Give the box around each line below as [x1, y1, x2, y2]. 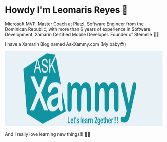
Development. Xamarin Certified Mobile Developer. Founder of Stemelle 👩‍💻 [5, 31, 159, 37]
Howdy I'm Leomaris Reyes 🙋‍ [5, 4, 128, 16]
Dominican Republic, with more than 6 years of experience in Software [5, 26, 151, 32]
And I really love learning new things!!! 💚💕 [5, 131, 91, 137]
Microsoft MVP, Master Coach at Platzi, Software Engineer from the [5, 21, 144, 27]
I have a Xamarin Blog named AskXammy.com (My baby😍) [5, 41, 126, 47]
